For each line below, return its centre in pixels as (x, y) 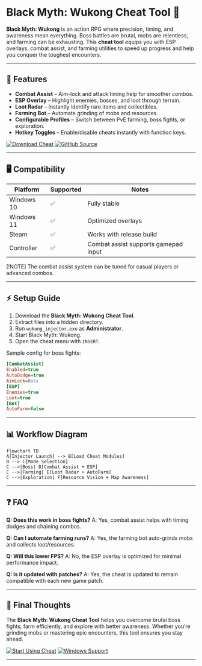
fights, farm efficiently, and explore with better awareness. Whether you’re (98, 626)
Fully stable (103, 203)
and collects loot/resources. (41, 544)
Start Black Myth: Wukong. (48, 335)
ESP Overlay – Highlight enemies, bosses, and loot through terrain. (98, 100)
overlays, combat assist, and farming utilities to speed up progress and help (100, 48)
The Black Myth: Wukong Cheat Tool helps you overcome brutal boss (93, 620)
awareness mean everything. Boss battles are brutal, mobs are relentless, (97, 35)
